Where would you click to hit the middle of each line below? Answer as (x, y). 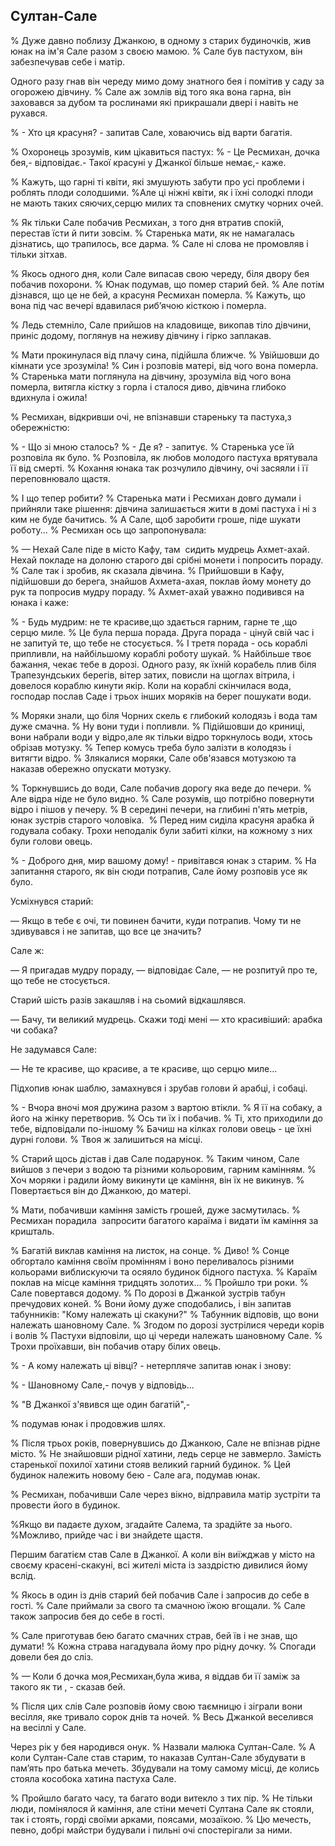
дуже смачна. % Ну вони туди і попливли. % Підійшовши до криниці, (158, 726)
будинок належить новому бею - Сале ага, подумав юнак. (135, 1475)
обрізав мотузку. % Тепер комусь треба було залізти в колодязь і (151, 747)
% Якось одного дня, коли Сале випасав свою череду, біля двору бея (160, 273)
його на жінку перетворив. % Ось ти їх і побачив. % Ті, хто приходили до (166, 1118)
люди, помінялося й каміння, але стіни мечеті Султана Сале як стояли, (162, 1808)
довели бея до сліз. (52, 1656)
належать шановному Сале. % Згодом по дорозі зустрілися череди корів (167, 1325)
